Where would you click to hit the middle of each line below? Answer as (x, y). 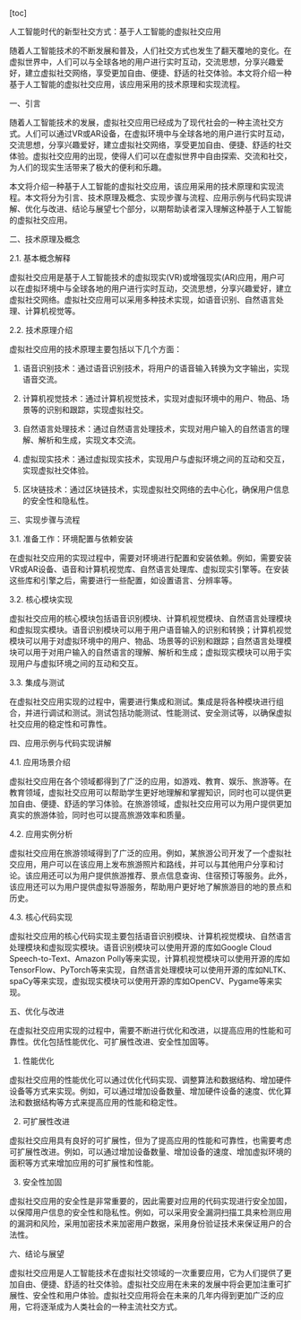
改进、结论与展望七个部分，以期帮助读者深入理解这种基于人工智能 (170, 209)
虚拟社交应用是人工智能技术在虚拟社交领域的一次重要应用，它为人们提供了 (146, 1273)
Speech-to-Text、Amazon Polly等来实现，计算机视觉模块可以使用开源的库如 (150, 959)
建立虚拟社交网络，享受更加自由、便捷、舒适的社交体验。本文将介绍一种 (158, 73)
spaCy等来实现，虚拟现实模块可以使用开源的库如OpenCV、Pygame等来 (142, 981)
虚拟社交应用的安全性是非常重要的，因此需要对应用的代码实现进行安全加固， (150, 1201)
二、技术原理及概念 (45, 239)
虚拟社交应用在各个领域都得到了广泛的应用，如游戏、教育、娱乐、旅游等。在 (150, 781)
